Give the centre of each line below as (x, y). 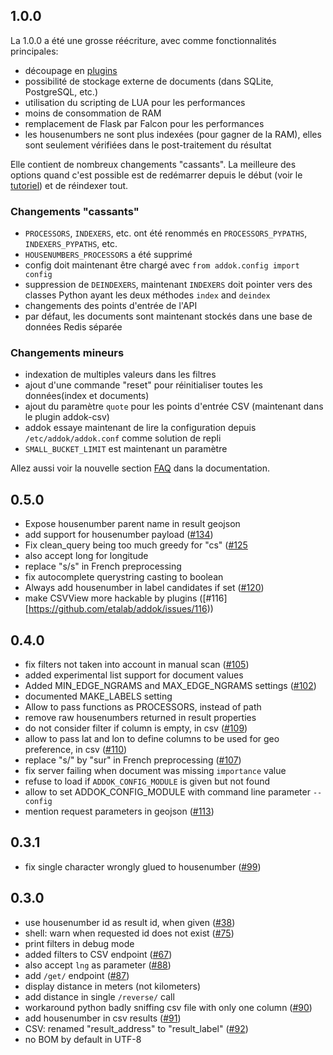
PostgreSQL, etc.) (61, 91)
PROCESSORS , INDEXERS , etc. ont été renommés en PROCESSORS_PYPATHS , (166, 233)
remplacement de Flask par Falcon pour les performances (144, 123)
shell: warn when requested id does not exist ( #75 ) (129, 933)
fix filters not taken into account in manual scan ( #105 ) (137, 665)
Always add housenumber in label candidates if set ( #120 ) (144, 588)
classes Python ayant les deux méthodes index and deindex (147, 295)
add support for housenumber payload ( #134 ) (119, 535)
